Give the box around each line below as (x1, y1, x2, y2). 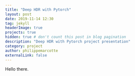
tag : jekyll (5, 21, 29, 26)
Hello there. (5, 66, 28, 72)
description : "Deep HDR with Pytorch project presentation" (5, 39, 131, 44)
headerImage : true (5, 25, 43, 30)
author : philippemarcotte (5, 48, 58, 53)
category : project (5, 44, 43, 49)
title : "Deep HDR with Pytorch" (5, 7, 71, 12)
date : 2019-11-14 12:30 (5, 16, 54, 21)
